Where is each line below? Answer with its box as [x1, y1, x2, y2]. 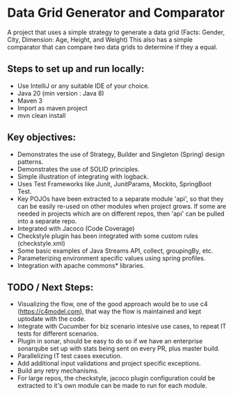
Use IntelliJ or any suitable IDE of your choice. [17, 82, 150, 90]
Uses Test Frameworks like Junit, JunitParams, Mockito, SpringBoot [17, 179, 212, 188]
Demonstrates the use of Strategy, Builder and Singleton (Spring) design [17, 150, 225, 158]
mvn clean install [17, 111, 66, 119]
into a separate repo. [17, 216, 78, 225]
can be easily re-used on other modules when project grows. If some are [17, 202, 227, 210]
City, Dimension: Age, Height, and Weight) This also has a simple [7, 35, 193, 43]
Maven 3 [17, 96, 43, 105]
